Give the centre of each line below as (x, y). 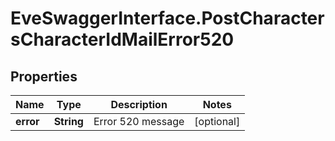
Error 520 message (139, 121)
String (68, 121)
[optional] (217, 121)
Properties (44, 76)
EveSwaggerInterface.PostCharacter (167, 18)
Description (139, 104)
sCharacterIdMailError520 (122, 39)
